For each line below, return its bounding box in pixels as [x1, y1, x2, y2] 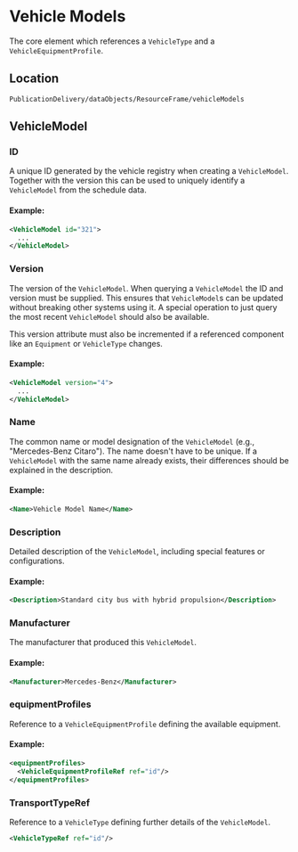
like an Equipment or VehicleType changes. [9, 338, 163, 348]
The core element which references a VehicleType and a [9, 36, 215, 46]
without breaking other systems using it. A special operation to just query [9, 301, 278, 313]
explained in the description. [9, 464, 114, 475]
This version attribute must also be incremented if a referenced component [9, 328, 285, 340]
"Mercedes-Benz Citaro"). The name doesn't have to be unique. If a [9, 446, 258, 456]
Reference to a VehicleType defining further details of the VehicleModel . [9, 816, 271, 827]
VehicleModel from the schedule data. [9, 184, 147, 195]
